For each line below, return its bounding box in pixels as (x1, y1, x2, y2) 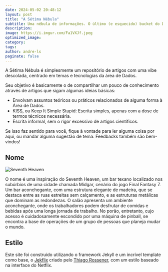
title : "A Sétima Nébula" (5, 16, 59, 21)
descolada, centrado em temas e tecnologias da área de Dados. (5, 73, 137, 79)
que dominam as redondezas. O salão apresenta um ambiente (5, 198, 133, 204)
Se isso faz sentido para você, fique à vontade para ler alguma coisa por (5, 128, 155, 134)
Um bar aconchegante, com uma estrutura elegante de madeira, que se (5, 187, 152, 193)
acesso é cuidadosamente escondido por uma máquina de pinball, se (5, 213, 148, 220)
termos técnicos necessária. (12, 113, 71, 119)
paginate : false (5, 53, 39, 59)
